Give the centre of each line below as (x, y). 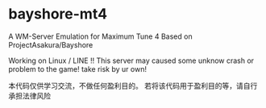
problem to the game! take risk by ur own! (78, 69)
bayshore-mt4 (58, 14)
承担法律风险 (29, 96)
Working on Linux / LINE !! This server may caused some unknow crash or (131, 60)
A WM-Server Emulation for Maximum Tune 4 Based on (100, 36)
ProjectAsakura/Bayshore (51, 44)
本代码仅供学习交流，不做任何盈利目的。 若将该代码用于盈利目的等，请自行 (133, 85)
